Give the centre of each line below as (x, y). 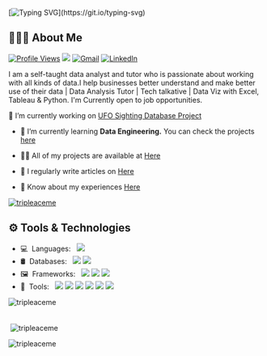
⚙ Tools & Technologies (70, 228)
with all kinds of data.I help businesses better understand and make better (132, 83)
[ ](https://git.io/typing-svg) (77, 13)
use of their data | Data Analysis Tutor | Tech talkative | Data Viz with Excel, (134, 91)
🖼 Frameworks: (48, 273)
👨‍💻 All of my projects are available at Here (90, 155)
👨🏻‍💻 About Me (45, 38)
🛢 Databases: (43, 261)
